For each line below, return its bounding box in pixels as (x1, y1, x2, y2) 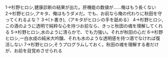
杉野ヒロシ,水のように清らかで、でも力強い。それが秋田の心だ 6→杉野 (17, 29, 163, 35)
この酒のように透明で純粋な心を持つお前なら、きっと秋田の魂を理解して (5, 23, 154, 29)
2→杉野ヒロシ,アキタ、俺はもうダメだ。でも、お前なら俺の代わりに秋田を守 (5, 10, 162, 16)
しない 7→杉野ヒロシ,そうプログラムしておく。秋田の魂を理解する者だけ (9, 42, 159, 47)
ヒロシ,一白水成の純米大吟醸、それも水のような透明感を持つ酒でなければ (5, 35, 156, 41)
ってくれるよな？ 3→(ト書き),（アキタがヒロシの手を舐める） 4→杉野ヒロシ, (5, 17, 163, 22)
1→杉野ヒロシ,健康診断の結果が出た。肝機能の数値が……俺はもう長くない (5, 4, 156, 10)
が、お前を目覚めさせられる (5, 48, 63, 54)
